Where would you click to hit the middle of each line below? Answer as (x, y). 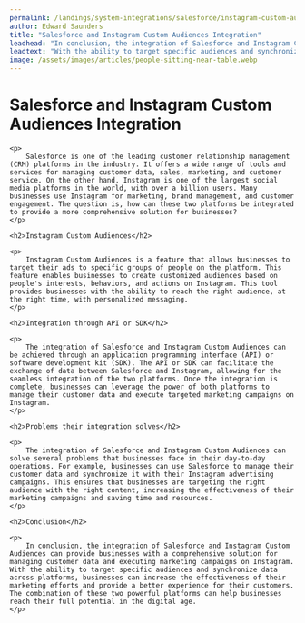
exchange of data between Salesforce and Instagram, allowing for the (146, 371)
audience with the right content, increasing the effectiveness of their (152, 490)
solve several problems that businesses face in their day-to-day (138, 458)
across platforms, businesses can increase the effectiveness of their (148, 578)
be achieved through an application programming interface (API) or (142, 355)
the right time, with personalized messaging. (99, 299)
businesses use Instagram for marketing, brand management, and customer (152, 196)
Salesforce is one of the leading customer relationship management (158, 156)
